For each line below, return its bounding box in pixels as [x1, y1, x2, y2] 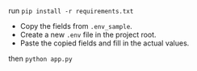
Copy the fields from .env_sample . [19, 22, 133, 30]
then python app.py [8, 54, 73, 63]
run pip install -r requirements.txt [8, 6, 134, 15]
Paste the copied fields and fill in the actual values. [19, 38, 190, 48]
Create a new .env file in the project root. [19, 30, 157, 39]
